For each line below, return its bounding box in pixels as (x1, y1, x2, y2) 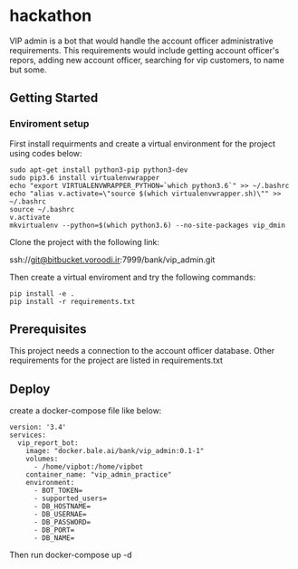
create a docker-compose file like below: (9, 405, 162, 416)
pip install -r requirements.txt (9, 297, 136, 306)
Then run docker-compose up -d (9, 549, 133, 561)
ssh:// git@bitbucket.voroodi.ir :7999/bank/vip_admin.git (9, 254, 216, 265)
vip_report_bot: (17, 439, 79, 448)
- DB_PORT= (33, 526, 75, 535)
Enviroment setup (9, 118, 90, 130)
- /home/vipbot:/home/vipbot (33, 462, 144, 471)
